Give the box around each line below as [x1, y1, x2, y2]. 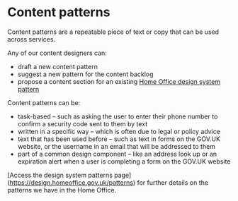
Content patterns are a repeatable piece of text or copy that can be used [7, 28, 220, 36]
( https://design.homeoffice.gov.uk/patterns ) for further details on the [7, 178, 209, 187]
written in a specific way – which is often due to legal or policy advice [17, 127, 221, 135]
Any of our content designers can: [7, 49, 108, 57]
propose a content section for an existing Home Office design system [17, 77, 221, 85]
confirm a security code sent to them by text [17, 119, 148, 128]
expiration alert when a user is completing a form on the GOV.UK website [17, 157, 231, 166]
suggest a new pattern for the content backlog [17, 70, 154, 78]
